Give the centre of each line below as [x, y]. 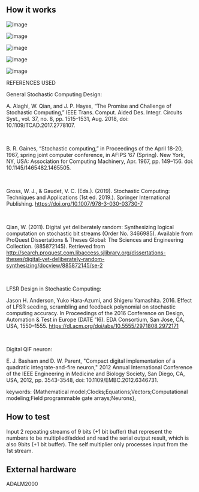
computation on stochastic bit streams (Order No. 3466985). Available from [99, 233]
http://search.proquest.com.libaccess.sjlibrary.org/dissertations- [86, 253]
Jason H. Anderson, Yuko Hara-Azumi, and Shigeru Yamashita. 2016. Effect [99, 300]
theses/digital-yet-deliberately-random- [55, 259]
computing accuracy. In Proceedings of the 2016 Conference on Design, [95, 313]
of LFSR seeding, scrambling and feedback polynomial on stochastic [91, 307]
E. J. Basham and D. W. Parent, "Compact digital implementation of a [91, 361]
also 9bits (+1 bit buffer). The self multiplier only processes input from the [97, 444]
